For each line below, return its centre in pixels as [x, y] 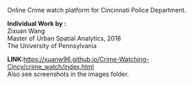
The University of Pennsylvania [52, 46]
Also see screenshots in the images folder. [68, 74]
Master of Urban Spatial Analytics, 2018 [64, 38]
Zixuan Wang [26, 31]
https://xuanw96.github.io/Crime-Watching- [86, 59]
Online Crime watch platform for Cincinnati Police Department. [97, 10]
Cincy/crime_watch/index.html [51, 67]
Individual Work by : [37, 23]
